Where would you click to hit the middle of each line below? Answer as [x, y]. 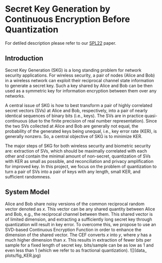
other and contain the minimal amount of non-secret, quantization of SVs [78, 156]
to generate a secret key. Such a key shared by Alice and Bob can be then [79, 86]
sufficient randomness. [28, 176]
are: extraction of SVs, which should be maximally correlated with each [76, 151]
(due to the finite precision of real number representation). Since [93, 121]
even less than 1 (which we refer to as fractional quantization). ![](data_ [76, 250]
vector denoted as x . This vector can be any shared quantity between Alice [80, 209]
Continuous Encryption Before [67, 19]
